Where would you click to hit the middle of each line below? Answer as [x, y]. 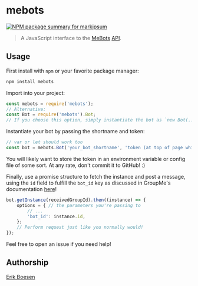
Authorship [27, 263]
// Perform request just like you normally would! [80, 228]
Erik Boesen [21, 277]
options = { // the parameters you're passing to [79, 205]
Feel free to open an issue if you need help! [59, 244]
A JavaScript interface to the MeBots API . [71, 38]
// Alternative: [26, 109]
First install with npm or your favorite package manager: [73, 71]
